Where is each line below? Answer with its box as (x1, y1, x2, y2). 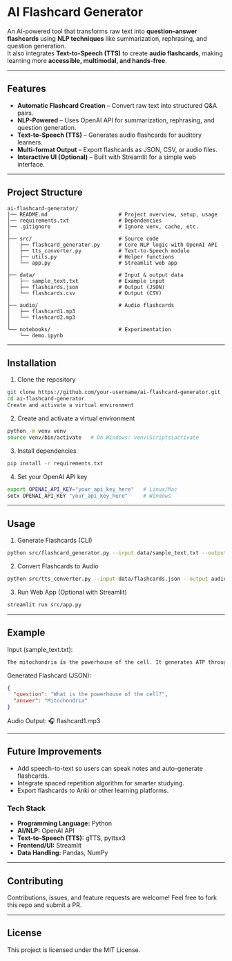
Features (7, 83, 46, 95)
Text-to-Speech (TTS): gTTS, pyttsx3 (17, 834, 126, 842)
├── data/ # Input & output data (7, 271, 184, 279)
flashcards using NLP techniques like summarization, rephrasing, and (7, 34, 207, 42)
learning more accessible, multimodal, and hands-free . (7, 56, 167, 64)
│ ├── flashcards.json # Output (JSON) (7, 283, 166, 290)
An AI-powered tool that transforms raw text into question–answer (7, 27, 198, 35)
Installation (7, 357, 57, 368)
